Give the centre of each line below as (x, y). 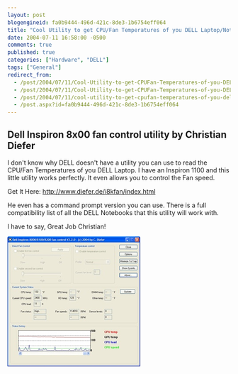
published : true (31, 53)
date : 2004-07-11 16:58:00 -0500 (57, 38)
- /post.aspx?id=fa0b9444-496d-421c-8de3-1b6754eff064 (96, 105)
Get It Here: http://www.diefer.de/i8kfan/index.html (81, 191)
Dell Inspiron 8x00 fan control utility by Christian (117, 134)
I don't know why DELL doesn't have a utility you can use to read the (107, 163)
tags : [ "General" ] (34, 67)
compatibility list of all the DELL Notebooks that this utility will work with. (113, 212)
